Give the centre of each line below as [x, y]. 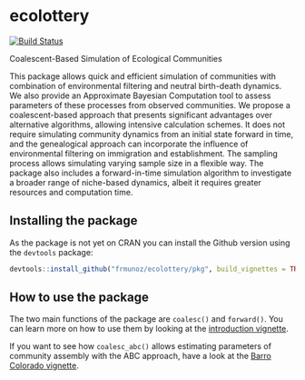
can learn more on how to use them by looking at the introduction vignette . [149, 329]
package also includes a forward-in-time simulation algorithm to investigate [151, 173]
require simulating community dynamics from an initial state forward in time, [152, 134]
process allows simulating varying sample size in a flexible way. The [137, 163]
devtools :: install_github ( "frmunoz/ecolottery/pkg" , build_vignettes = [148, 269]
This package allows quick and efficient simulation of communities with [143, 76]
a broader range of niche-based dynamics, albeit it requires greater [135, 182]
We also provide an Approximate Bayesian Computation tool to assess [140, 95]
